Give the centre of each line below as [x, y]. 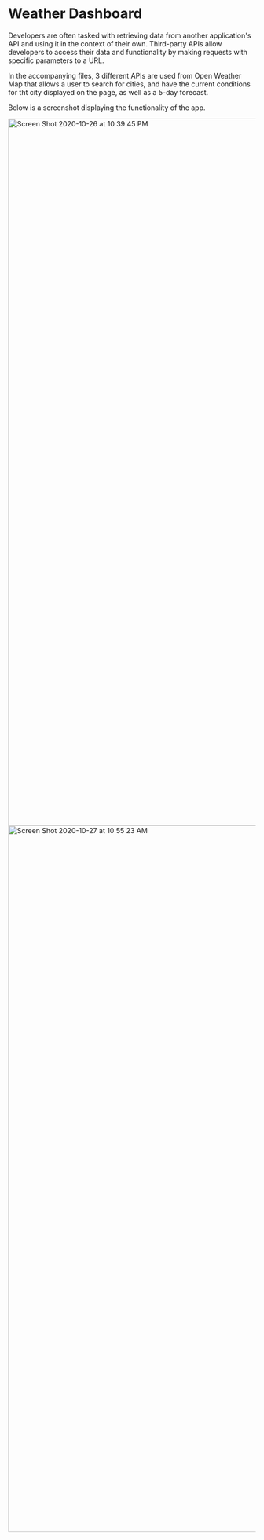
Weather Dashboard [75, 14]
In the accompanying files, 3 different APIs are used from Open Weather [125, 75]
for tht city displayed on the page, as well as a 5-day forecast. [108, 92]
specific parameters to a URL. [56, 60]
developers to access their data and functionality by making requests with [128, 52]
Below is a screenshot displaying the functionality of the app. [107, 108]
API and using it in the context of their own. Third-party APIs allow [115, 43]
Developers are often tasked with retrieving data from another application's [130, 35]
